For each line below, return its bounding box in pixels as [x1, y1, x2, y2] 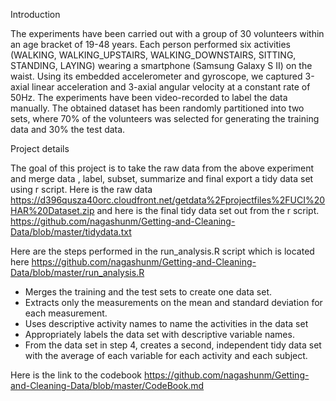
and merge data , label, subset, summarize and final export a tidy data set [10, 173, 314, 184]
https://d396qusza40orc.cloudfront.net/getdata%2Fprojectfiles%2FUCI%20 [10, 194, 326, 206]
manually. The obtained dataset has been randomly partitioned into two [10, 102, 305, 114]
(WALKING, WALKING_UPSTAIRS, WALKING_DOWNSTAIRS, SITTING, [10, 49, 297, 61]
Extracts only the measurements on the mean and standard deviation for [24, 297, 323, 308]
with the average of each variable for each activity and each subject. [24, 350, 308, 361]
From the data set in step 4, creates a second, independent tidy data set [24, 339, 322, 351]
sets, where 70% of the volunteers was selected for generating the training [10, 113, 320, 124]
